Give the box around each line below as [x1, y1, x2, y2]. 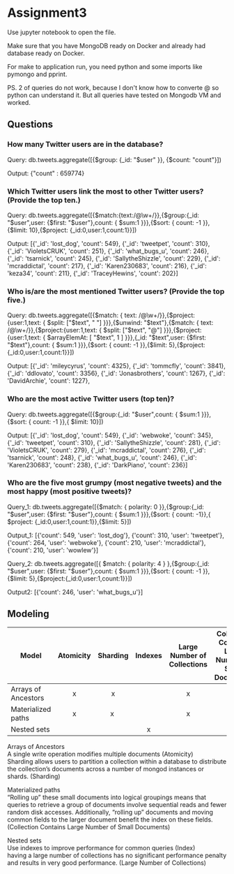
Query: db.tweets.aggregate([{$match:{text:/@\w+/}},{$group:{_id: [7, 211, 200, 219]
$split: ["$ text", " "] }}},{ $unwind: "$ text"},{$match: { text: [47, 319, 214, 327]
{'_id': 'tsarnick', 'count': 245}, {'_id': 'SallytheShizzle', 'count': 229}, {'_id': [7, 254, 221, 263]
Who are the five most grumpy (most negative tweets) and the [7, 478, 222, 488]
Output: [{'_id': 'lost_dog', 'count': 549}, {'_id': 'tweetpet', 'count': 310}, [7, 239, 210, 247]
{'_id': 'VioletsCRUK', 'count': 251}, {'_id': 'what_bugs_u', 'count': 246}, [7, 247, 210, 255]
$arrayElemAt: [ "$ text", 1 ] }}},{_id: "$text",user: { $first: [47, 333, 207, 342]
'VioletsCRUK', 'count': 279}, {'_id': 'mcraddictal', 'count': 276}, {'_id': [7, 446, 206, 454]
